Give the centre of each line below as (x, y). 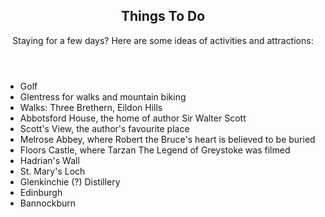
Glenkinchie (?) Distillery (70, 181)
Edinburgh (41, 192)
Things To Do (163, 16)
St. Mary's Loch (52, 171)
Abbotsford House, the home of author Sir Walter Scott (133, 118)
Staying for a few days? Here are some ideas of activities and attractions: (163, 40)
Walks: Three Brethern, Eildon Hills (91, 107)
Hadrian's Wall (49, 160)
